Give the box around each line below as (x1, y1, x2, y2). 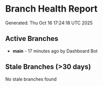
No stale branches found (5, 76, 57, 82)
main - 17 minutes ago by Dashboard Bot (12, 48, 98, 54)
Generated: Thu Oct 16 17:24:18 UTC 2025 (5, 20, 93, 26)
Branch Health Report (5, 3, 98, 15)
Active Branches (5, 34, 59, 43)
